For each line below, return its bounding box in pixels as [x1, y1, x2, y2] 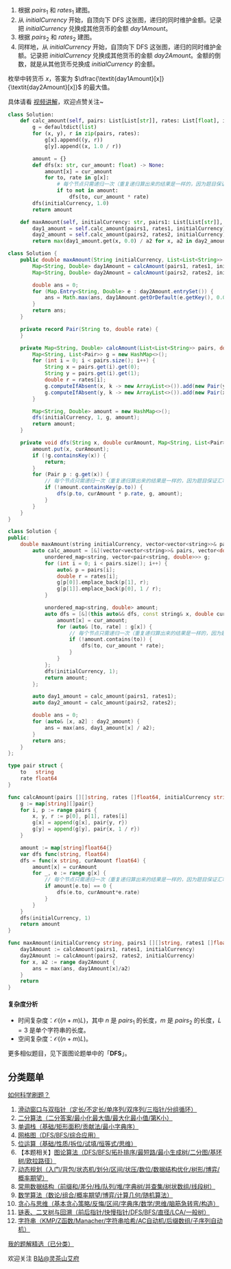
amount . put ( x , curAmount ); [32, 445, 110, 452]
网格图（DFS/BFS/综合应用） [17, 1131, 100, 1139]
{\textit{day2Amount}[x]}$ [8, 83, 82, 91]
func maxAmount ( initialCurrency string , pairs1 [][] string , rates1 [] [8, 939, 214, 947]
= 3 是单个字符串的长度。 [17, 1026, 90, 1035]
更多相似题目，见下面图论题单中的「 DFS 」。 [8, 1049, 131, 1057]
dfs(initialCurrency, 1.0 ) [32, 199, 110, 207]
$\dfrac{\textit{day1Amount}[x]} [74, 74, 165, 82]
